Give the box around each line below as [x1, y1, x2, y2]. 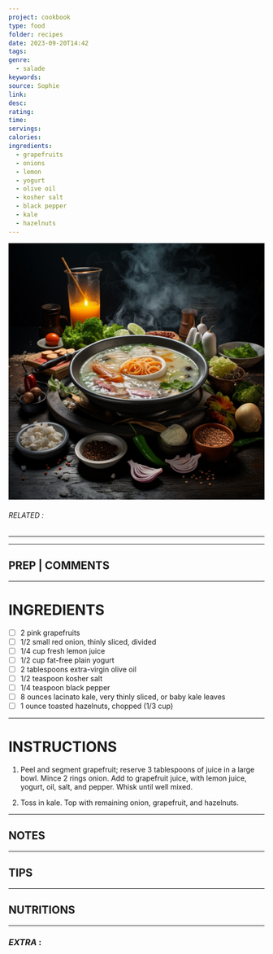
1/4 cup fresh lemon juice [19, 645, 106, 655]
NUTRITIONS [8, 904, 76, 917]
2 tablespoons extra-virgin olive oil [19, 664, 136, 674]
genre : [8, 56, 31, 64]
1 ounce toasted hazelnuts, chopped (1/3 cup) [19, 701, 174, 711]
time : [8, 116, 27, 125]
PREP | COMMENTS [8, 558, 110, 573]
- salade [15, 65, 45, 73]
